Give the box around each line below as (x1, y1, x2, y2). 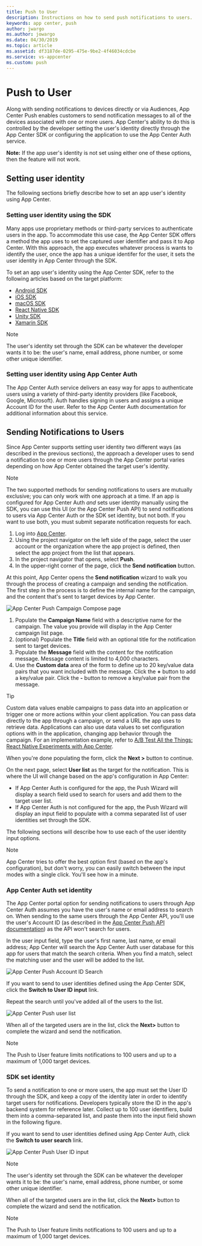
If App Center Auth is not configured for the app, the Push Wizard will (14, 803, 188, 811)
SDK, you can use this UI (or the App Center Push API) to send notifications (6, 505, 194, 512)
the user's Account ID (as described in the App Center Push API (6, 919, 165, 926)
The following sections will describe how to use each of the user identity (6, 828, 187, 835)
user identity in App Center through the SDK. (6, 256, 118, 264)
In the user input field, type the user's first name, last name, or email (6, 937, 176, 944)
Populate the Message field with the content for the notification (14, 648, 173, 656)
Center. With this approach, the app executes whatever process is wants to (6, 244, 193, 251)
